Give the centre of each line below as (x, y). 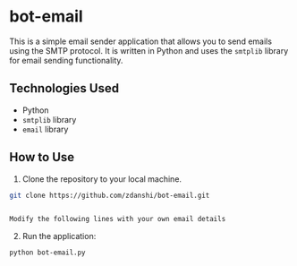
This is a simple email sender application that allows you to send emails (141, 41)
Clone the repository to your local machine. (102, 179)
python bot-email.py (48, 253)
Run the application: (59, 236)
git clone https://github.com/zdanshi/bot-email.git (110, 195)
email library (45, 129)
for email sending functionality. (66, 60)
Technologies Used (64, 88)
